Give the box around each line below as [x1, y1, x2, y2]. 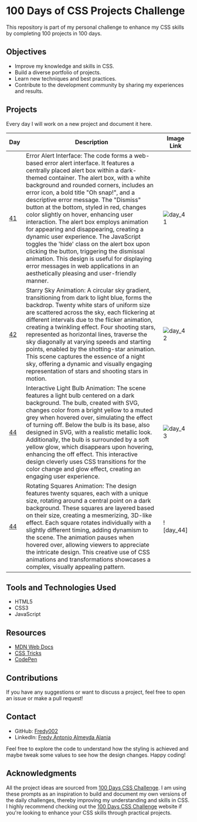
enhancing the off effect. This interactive [26, 450, 138, 458]
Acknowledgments [6, 768, 77, 778]
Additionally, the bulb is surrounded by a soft [26, 435, 150, 444]
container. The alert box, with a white [48, 174, 151, 182]
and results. [14, 87, 43, 95]
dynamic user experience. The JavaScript [26, 232, 141, 241]
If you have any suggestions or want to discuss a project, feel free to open [6, 688, 186, 695]
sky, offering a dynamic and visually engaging [26, 360, 152, 368]
